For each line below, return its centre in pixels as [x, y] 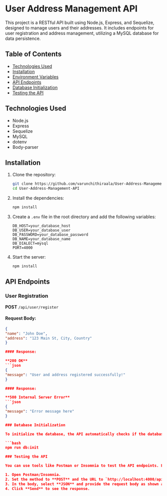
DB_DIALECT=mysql [30, 243]
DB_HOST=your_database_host [41, 226]
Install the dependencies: [38, 198]
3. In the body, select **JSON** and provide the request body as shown [82, 484]
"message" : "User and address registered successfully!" [65, 375]
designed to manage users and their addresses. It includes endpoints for [80, 27]
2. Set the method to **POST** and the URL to [54, 479]
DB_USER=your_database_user [41, 230]
